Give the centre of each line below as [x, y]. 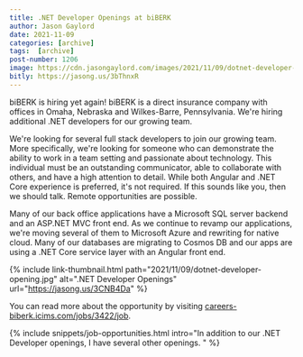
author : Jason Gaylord [52, 26]
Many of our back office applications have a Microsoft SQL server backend [149, 214]
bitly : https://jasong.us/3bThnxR [74, 77]
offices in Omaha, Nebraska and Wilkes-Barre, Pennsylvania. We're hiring [146, 111]
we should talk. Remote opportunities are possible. [103, 196]
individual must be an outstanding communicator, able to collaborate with [146, 167]
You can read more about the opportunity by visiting [106, 306]
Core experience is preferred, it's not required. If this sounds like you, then [148, 187]
